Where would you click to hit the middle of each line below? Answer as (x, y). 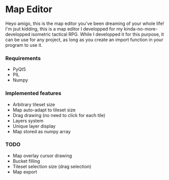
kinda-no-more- (141, 28)
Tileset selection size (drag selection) (52, 166)
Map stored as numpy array (42, 131)
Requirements (23, 58)
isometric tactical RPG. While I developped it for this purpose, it (98, 34)
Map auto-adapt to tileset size (44, 110)
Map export (25, 172)
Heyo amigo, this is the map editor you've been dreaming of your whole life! (85, 23)
